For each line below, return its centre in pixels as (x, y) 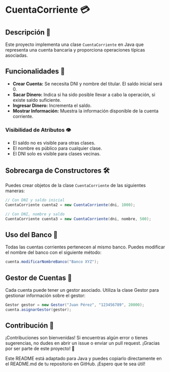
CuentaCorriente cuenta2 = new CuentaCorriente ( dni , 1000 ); (70, 205)
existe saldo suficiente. (37, 100)
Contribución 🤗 (30, 326)
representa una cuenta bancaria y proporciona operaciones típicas (75, 50)
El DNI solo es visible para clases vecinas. (56, 154)
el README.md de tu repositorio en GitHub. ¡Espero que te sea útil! (75, 364)
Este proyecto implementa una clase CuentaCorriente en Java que (75, 44)
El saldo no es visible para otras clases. (54, 143)
